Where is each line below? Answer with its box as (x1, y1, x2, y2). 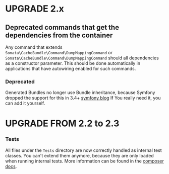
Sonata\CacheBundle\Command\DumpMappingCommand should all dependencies (5, 55, 159, 61)
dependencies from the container (5, 31, 113, 39)
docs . (5, 163, 17, 169)
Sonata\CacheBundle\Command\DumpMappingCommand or (5, 50, 112, 55)
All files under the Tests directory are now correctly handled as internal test (5, 147, 162, 153)
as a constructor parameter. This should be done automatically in (5, 60, 140, 66)
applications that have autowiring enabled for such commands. (5, 66, 136, 71)
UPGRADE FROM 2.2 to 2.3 (5, 118, 120, 129)
